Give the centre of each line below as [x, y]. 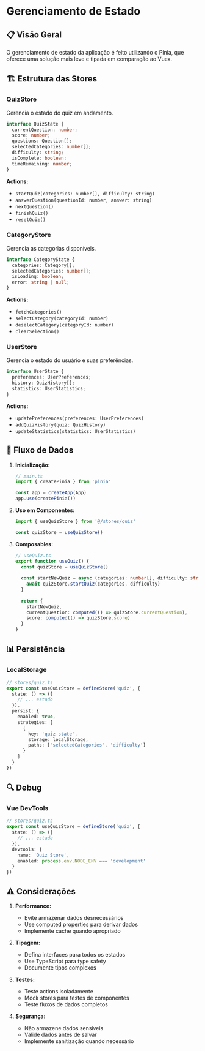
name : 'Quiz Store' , [43, 855]
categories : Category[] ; [43, 265]
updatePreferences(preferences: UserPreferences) [80, 418]
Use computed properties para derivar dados [81, 925]
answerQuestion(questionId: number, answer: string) [84, 200]
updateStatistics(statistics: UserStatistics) [75, 431]
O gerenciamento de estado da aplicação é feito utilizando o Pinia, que [95, 52]
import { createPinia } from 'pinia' [63, 482]
